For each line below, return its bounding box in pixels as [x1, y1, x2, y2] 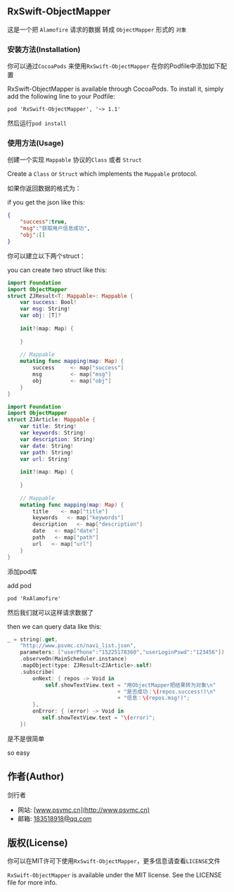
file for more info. [7, 879, 58, 887]
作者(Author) [7, 770, 65, 783]
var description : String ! [20, 435, 96, 442]
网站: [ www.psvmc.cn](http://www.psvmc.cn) [17, 805, 150, 814]
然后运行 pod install [7, 119, 67, 127]
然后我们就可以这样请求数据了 [7, 608, 93, 616]
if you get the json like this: [7, 198, 86, 207]
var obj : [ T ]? [20, 312, 61, 319]
